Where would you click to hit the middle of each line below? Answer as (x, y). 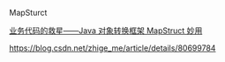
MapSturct (28, 13)
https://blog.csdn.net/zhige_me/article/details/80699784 (112, 48)
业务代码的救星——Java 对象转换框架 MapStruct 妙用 (106, 31)
